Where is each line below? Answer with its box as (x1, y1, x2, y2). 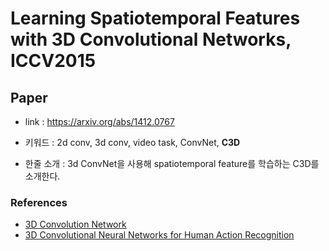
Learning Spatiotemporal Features (10, 7, 301, 30)
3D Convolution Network (24, 218, 127, 231)
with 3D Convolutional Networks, (10, 28, 292, 51)
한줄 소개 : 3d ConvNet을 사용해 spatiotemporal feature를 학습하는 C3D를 (24, 158, 320, 169)
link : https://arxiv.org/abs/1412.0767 (24, 116, 175, 127)
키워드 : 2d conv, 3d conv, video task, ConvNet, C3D (24, 137, 241, 148)
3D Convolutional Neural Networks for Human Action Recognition (24, 229, 295, 241)
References (10, 195, 68, 209)
